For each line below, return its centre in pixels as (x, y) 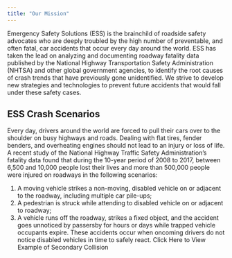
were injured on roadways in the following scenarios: (82, 175)
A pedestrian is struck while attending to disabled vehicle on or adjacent (120, 203)
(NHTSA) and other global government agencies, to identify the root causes (115, 70)
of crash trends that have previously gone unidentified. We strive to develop (115, 78)
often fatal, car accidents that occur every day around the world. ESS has (112, 48)
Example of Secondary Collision (63, 248)
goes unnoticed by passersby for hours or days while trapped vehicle (116, 225)
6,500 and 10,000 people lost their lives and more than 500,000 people (108, 168)
